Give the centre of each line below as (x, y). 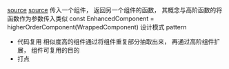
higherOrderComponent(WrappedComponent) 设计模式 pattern (97, 27)
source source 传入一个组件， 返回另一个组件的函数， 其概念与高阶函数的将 (115, 10)
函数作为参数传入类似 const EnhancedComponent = (81, 18)
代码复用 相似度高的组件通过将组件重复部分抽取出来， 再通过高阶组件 (116, 42)
